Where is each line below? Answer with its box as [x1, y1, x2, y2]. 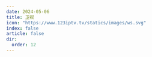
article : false [6, 31, 44, 37]
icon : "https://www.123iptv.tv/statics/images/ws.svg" [6, 20, 147, 26]
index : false [6, 25, 39, 31]
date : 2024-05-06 [6, 8, 50, 15]
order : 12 [11, 42, 36, 48]
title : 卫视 [6, 14, 34, 20]
